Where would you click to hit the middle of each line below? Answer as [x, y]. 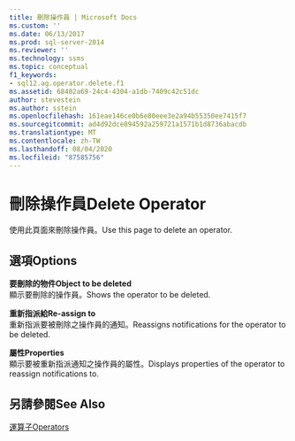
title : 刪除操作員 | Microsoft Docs [73, 17]
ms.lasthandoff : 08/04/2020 [61, 149]
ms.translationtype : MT [53, 133]
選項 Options [43, 261]
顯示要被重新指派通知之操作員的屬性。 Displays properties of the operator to [147, 364]
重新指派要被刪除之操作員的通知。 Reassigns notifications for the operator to [147, 325]
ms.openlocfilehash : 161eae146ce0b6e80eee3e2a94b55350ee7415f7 [128, 116]
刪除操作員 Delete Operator [108, 204]
